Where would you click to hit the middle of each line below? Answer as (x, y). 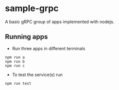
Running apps (26, 37)
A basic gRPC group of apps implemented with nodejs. (60, 22)
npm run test (18, 83)
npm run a (15, 57)
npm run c (15, 65)
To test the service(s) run (37, 75)
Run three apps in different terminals (49, 48)
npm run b (15, 61)
